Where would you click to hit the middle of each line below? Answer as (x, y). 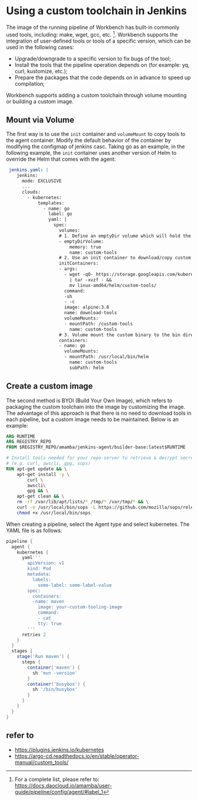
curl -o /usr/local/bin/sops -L (56, 507)
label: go (60, 214)
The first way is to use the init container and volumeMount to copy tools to (96, 134)
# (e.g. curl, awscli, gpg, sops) (49, 464)
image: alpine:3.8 (87, 307)
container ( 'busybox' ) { (56, 684)
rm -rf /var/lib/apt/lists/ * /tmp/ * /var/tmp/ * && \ (83, 502)
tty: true (49, 623)
